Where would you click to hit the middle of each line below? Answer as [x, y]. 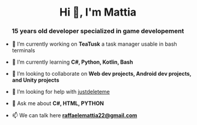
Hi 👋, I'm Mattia [98, 12]
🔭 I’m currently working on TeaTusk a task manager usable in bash [94, 44]
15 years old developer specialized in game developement [98, 31]
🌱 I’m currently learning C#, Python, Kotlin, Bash [72, 62]
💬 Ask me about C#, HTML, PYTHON [58, 103]
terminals [23, 50]
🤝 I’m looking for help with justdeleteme [61, 92]
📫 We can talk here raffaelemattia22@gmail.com [74, 115]
